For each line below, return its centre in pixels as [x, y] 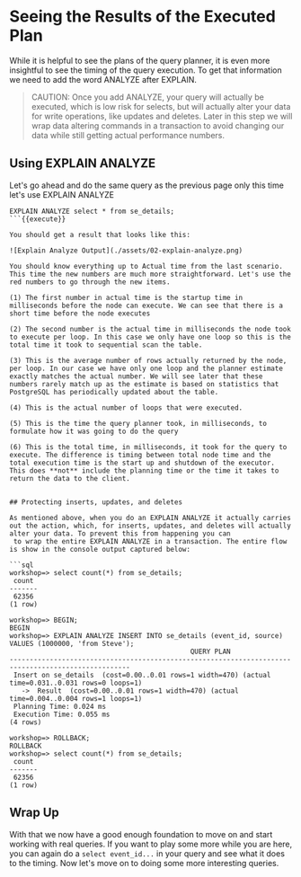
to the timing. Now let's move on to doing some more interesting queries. [144, 863]
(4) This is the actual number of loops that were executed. [126, 407]
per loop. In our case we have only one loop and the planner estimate [146, 368]
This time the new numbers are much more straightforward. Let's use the [150, 274]
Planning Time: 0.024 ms [59, 706]
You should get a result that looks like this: [100, 235]
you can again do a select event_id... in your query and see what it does [147, 853]
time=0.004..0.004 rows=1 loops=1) [76, 698]
